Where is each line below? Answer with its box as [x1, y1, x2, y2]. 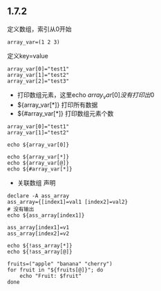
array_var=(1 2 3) [7, 38, 60, 46]
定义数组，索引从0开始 [7, 24, 72, 33]
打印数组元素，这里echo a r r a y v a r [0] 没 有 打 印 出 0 [17, 90, 155, 100]
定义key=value [7, 51, 48, 60]
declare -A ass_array [7, 192, 70, 200]
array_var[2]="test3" [7, 78, 70, 85]
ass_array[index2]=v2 [7, 230, 70, 237]
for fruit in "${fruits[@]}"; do [7, 266, 104, 273]
